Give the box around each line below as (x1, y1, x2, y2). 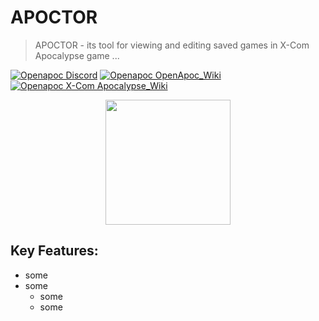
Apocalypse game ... (34, 49, 120, 61)
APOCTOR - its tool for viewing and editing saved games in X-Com (34, 39, 310, 51)
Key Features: (10, 242, 99, 260)
